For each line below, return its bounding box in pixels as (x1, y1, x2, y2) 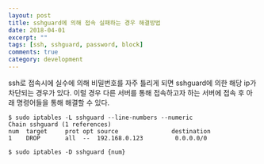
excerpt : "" (8, 33, 48, 42)
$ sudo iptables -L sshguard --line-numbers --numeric (8, 114, 193, 121)
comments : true (8, 48, 59, 56)
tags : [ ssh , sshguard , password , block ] (8, 41, 144, 49)
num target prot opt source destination (8, 127, 212, 135)
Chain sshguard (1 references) (8, 120, 112, 129)
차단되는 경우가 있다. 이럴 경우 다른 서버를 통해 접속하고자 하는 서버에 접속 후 (8, 88, 245, 97)
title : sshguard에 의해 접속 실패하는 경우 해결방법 (8, 19, 161, 27)
